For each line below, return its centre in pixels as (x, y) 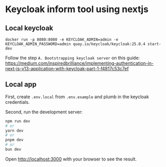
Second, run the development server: (44, 112)
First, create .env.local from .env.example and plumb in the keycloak (77, 97)
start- (154, 44)
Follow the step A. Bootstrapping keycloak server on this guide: (73, 58)
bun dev (13, 150)
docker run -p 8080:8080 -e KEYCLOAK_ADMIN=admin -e (62, 39)
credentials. (17, 102)
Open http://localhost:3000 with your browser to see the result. (71, 159)
